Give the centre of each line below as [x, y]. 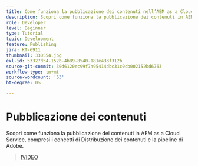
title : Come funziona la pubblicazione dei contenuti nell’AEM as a [92, 11]
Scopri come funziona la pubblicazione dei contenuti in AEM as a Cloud [93, 133]
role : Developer [26, 22]
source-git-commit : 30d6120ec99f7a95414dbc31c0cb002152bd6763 [84, 66]
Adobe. [15, 145]
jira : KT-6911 [24, 50]
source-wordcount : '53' [35, 77]
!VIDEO [29, 157]
